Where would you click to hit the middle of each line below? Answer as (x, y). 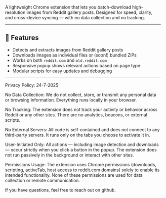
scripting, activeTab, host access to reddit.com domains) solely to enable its (82, 170)
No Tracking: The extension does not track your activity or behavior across (81, 109)
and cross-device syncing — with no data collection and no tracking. (75, 18)
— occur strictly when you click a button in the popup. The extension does (81, 149)
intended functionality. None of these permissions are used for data (74, 175)
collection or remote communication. (42, 180)
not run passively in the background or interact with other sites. (70, 155)
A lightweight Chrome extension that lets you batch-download (68, 7)
